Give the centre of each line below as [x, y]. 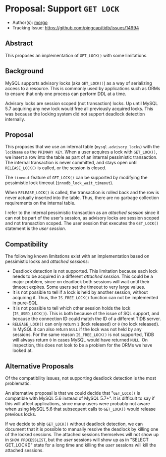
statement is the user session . [36, 228]
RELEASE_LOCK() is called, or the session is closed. [56, 168]
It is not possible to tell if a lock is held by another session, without [80, 292]
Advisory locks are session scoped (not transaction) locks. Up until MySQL [82, 103]
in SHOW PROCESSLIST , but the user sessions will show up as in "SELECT [77, 440]
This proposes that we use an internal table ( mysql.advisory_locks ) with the [83, 147]
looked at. [23, 350]
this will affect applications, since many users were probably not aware [78, 403]
